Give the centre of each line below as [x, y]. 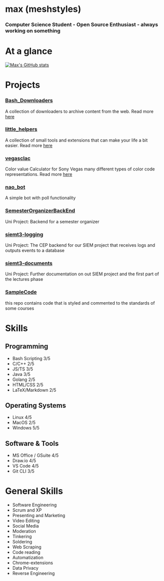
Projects [23, 85]
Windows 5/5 [26, 428]
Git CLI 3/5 [23, 471]
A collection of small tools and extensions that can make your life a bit [76, 140]
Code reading [26, 552]
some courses [20, 308]
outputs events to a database [35, 251]
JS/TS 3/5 [23, 369]
